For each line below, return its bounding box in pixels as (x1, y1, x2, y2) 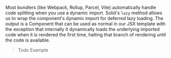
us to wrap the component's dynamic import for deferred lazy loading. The (5, 15, 163, 21)
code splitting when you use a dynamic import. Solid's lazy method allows (5, 10, 163, 16)
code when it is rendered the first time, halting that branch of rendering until (5, 32, 166, 37)
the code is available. (5, 37, 50, 43)
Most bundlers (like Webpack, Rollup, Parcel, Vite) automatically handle (5, 5, 157, 10)
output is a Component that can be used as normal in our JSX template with (5, 21, 166, 27)
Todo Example (17, 47, 49, 53)
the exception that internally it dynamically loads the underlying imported (5, 26, 160, 32)
